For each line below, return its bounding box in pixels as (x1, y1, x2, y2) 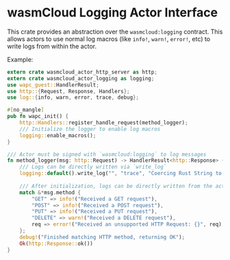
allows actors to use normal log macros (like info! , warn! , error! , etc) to (7, 34, 211, 43)
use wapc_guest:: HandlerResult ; (7, 81, 99, 88)
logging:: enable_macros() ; (19, 132, 97, 139)
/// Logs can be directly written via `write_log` (19, 163, 167, 171)
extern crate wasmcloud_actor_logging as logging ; (7, 75, 155, 82)
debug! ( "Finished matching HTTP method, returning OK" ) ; (19, 233, 186, 241)
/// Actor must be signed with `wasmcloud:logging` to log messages (7, 151, 207, 158)
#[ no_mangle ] (7, 106, 44, 114)
